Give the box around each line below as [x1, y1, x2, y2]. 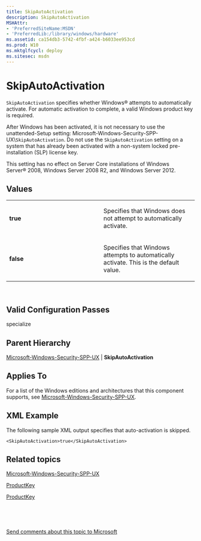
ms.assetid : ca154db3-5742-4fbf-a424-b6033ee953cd [6, 37, 135, 42]
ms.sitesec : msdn [6, 53, 50, 59]
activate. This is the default [103, 259, 179, 267]
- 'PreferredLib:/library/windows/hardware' [6, 31, 119, 37]
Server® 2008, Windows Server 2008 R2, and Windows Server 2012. [6, 166, 176, 174]
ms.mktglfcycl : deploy [6, 48, 63, 54]
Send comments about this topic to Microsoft [6, 528, 118, 536]
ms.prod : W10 [6, 42, 39, 48]
